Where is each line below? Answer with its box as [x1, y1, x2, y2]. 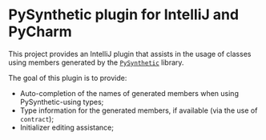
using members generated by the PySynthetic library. [8, 58, 184, 67]
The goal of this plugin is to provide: [8, 73, 127, 82]
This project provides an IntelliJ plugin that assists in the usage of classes [8, 49, 252, 58]
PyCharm [8, 22, 72, 41]
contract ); [19, 114, 54, 123]
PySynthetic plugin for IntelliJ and [8, 6, 239, 24]
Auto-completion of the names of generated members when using [19, 88, 239, 98]
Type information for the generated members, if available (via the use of [19, 106, 258, 115]
